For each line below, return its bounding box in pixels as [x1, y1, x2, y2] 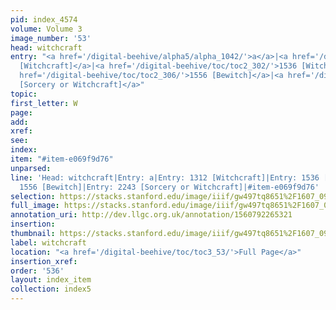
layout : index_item [10, 275, 92, 285]
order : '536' [10, 266, 65, 276]
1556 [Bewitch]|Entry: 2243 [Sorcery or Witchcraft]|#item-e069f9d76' [19, 182, 320, 192]
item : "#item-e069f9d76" [10, 154, 114, 164]
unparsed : [10, 163, 52, 173]
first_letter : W [10, 98, 78, 108]
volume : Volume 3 [10, 24, 83, 34]
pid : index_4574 [10, 14, 78, 25]
